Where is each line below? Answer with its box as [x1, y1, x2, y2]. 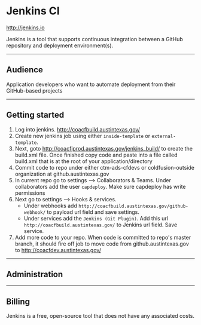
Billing [6, 296, 30, 306]
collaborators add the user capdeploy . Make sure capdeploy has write [14, 183, 187, 190]
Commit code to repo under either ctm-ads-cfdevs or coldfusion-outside [14, 164, 194, 171]
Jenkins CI [6, 4, 60, 18]
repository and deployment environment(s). [6, 42, 114, 49]
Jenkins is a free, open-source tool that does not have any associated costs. [6, 312, 195, 320]
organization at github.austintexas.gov [14, 170, 109, 177]
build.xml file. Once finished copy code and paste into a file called [14, 151, 178, 158]
